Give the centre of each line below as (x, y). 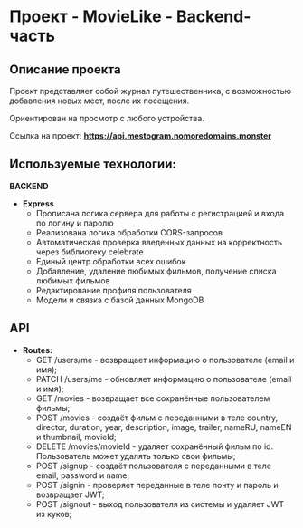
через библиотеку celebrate (90, 252)
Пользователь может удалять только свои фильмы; (136, 456)
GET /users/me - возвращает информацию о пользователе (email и (165, 360)
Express (38, 203)
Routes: (37, 350)
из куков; (54, 514)
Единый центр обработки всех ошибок (111, 261)
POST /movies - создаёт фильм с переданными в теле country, (157, 418)
